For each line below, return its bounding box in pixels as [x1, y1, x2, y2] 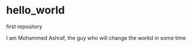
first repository [6, 23, 43, 30]
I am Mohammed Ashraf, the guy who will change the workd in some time [6, 34, 186, 41]
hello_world [6, 4, 65, 17]
